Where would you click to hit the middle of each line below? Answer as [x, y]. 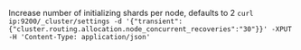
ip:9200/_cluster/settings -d [66, 21]
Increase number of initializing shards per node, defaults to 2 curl [131, 13]
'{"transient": [154, 21]
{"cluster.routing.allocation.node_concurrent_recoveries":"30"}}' [138, 29]
